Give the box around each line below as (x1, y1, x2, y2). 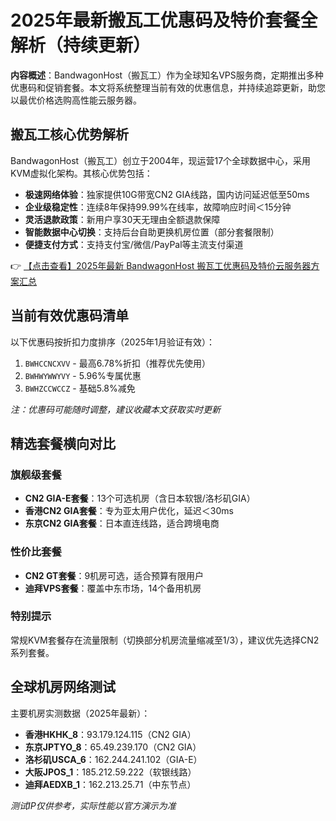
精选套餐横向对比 (10, 435, 116, 452)
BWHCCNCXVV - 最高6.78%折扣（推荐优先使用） (24, 357, 211, 369)
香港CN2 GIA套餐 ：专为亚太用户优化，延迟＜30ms (24, 505, 234, 517)
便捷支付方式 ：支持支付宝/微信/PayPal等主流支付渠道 (24, 238, 244, 250)
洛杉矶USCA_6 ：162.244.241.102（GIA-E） (24, 753, 203, 765)
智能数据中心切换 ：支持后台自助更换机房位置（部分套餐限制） (24, 226, 280, 238)
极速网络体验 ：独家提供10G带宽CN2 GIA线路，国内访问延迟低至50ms (24, 188, 310, 200)
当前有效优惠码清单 (10, 307, 129, 325)
